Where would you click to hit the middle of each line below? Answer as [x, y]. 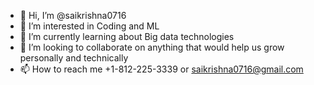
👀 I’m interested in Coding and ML [89, 26]
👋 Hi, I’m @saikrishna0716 [73, 15]
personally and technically [74, 58]
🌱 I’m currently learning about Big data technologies [127, 36]
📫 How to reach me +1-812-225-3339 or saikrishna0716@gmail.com [161, 69]
